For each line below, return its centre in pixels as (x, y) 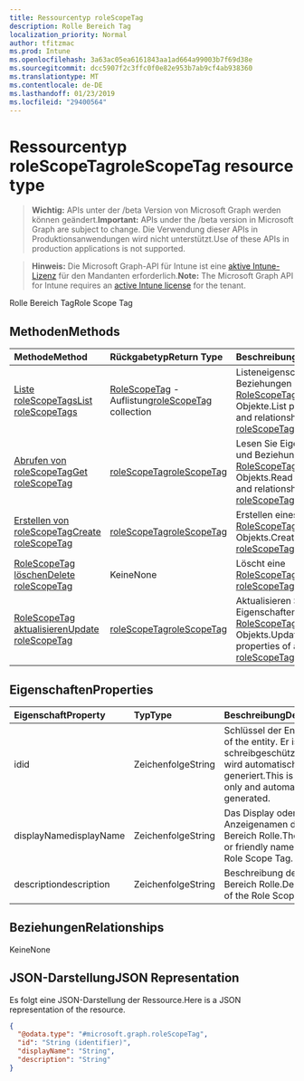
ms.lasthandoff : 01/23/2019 (62, 93)
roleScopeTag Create (57, 532)
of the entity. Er (256, 741)
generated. (247, 798)
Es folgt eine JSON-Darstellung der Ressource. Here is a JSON (125, 1000)
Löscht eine (261, 564)
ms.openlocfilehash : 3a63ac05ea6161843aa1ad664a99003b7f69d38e (131, 60)
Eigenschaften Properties (81, 689)
